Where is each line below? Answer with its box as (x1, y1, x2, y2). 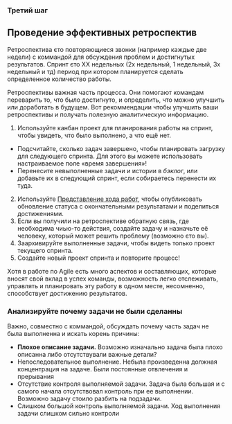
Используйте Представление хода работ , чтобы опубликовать (17, 195, 202, 203)
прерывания (17, 373, 54, 381)
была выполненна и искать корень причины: (7, 330, 140, 338)
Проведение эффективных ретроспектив (7, 27, 197, 39)
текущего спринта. (17, 246, 73, 254)
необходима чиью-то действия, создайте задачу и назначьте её (17, 224, 208, 232)
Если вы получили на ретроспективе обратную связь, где (17, 217, 189, 225)
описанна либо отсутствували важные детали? (17, 351, 157, 359)
